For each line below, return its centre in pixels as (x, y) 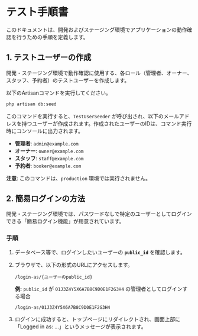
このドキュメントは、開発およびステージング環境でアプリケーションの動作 (97, 30)
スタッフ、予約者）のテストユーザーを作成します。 (68, 80)
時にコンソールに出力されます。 (45, 131)
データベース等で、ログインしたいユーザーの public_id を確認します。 (100, 252)
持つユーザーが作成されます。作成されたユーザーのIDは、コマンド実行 (107, 123)
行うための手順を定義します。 (52, 37)
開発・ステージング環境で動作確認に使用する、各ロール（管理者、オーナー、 (99, 73)
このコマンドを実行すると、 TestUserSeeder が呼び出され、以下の (85, 116)
